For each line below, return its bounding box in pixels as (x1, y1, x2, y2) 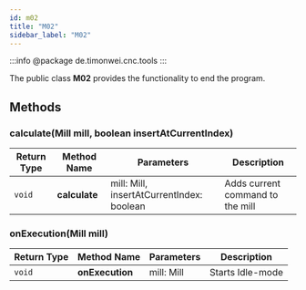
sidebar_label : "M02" (9, 30, 92, 39)
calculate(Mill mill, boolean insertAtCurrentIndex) (9, 127, 234, 140)
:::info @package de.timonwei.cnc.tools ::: (9, 56, 167, 67)
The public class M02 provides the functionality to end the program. (9, 73, 266, 84)
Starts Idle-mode (209, 266, 284, 279)
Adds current (224, 177, 280, 190)
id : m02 (9, 13, 39, 23)
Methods (9, 99, 62, 115)
